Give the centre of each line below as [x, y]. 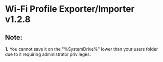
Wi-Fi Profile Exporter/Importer [70, 9]
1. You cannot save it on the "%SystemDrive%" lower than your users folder [81, 49]
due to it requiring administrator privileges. [48, 54]
